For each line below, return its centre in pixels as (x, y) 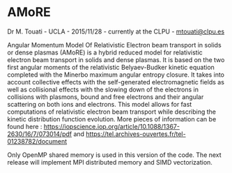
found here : (25, 126)
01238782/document (37, 141)
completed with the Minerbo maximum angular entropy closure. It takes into (116, 75)
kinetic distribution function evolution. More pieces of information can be (112, 119)
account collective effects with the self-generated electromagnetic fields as (116, 82)
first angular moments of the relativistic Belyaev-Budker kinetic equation (111, 67)
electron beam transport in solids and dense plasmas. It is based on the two (116, 59)
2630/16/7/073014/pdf (39, 134)
